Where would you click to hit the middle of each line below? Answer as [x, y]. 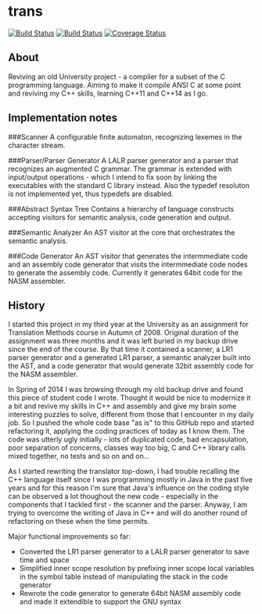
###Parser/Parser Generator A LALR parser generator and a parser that [123, 160]
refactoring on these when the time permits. [79, 521]
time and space [44, 560]
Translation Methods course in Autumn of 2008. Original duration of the [124, 332]
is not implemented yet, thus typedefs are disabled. [91, 194]
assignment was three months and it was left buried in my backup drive [123, 341]
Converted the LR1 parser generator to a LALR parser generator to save [134, 552]
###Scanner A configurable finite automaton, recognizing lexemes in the [125, 136]
